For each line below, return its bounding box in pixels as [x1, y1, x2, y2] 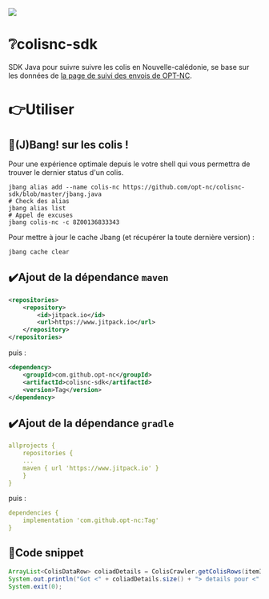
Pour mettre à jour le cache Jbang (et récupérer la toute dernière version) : [8, 232, 255, 242]
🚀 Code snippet [8, 546, 84, 560]
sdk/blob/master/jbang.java [8, 189, 102, 198]
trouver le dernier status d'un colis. [8, 167, 124, 177]
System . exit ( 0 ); [8, 582, 62, 590]
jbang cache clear [8, 247, 70, 256]
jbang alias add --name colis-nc [8, 183, 120, 191]
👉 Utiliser [8, 100, 74, 119]
